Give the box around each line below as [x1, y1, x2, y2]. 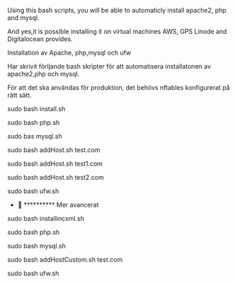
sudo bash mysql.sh [7, 242, 66, 250]
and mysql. [7, 13, 40, 22]
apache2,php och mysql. [7, 70, 80, 78]
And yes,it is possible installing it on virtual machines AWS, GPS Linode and [7, 28, 228, 35]
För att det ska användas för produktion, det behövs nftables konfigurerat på [7, 83, 230, 91]
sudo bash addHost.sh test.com [7, 146, 100, 154]
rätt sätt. [7, 91, 32, 99]
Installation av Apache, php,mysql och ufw [7, 49, 132, 57]
